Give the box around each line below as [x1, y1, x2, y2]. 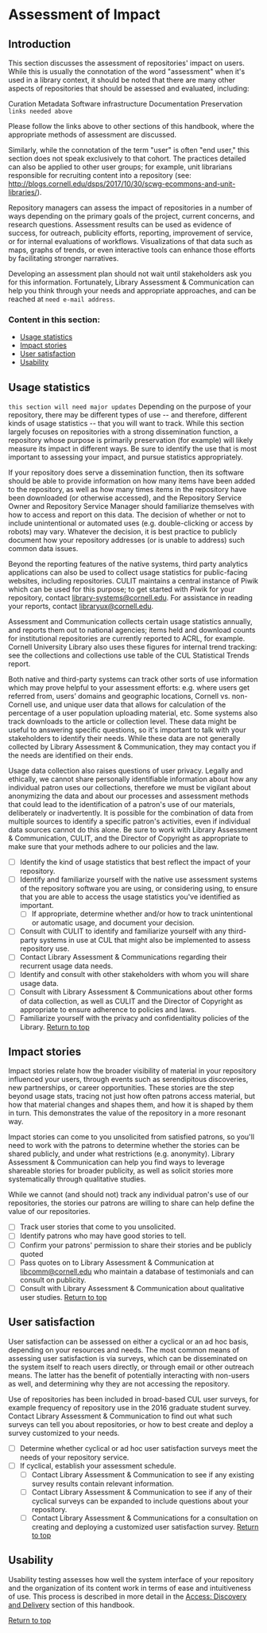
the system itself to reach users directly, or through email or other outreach [8, 1362, 254, 1371]
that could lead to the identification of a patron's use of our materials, [8, 800, 236, 809]
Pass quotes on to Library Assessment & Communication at [19, 1258, 215, 1267]
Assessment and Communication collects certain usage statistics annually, [8, 617, 253, 626]
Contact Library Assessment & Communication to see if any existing [31, 1469, 254, 1480]
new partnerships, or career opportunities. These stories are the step [8, 1083, 234, 1092]
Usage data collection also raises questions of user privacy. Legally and [8, 766, 244, 776]
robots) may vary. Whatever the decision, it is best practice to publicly [8, 527, 238, 537]
